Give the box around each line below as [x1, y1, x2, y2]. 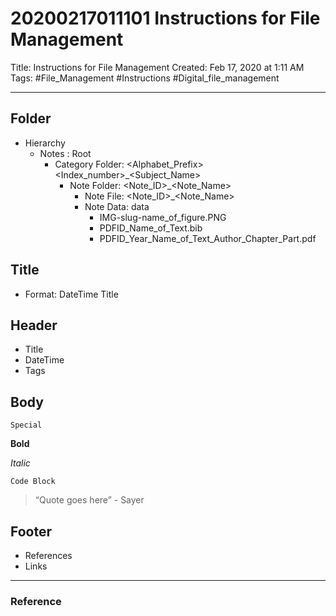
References [24, 550, 73, 561]
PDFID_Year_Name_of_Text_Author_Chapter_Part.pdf [99, 232, 317, 244]
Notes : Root [39, 147, 92, 159]
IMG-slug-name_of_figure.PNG [99, 211, 227, 223]
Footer [10, 523, 53, 540]
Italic [10, 457, 31, 469]
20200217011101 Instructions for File [10, 7, 321, 30]
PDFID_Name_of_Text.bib [99, 222, 203, 234]
